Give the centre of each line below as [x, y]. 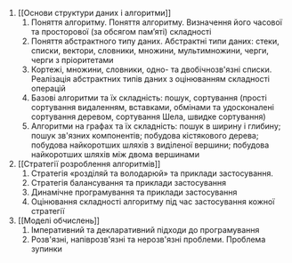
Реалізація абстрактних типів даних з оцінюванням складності [150, 79]
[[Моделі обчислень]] [59, 220]
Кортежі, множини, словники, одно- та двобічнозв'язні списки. [151, 69]
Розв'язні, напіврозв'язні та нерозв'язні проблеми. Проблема [148, 239]
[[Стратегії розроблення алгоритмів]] [89, 164]
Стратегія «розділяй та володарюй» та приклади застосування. [152, 173]
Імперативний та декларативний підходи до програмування [145, 230]
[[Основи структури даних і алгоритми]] [94, 13]
